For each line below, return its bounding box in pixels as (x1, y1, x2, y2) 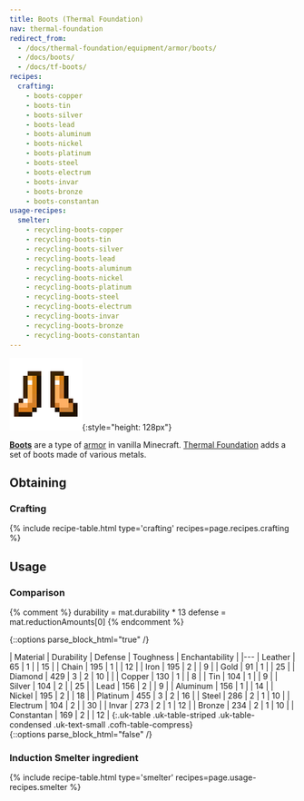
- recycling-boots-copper (25, 225, 124, 235)
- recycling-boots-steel (25, 292, 120, 302)
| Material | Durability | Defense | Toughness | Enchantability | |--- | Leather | (9, 651, 296, 662)
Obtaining (9, 475, 67, 490)
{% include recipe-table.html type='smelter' (9, 772, 174, 783)
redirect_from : (9, 34, 67, 43)
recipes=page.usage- (175, 772, 257, 783)
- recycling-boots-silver (25, 244, 124, 253)
